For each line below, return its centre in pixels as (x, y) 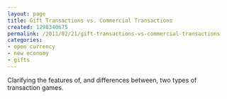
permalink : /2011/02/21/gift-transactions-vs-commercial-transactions (114, 34)
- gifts (19, 60)
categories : (25, 40)
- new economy (28, 54)
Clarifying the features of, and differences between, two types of (102, 80)
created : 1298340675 (38, 27)
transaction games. (35, 87)
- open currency (31, 47)
